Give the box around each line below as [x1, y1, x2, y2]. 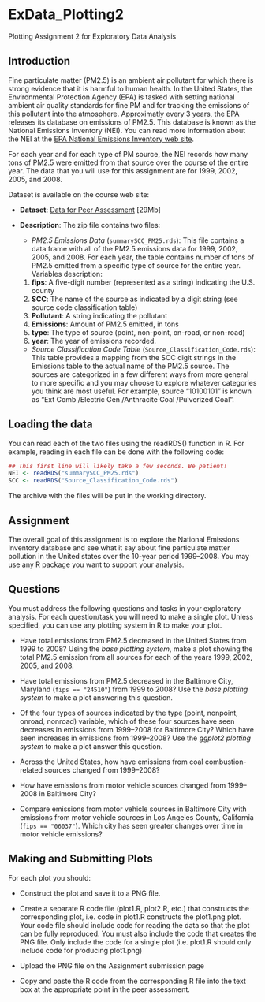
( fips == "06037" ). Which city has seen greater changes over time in [19, 821, 243, 830]
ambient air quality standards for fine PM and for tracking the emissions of [8, 100, 250, 110]
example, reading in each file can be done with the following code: [8, 447, 225, 456]
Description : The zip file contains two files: [19, 220, 161, 229]
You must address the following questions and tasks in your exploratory [8, 603, 241, 613]
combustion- [204, 757, 247, 766]
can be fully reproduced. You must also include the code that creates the [19, 929, 257, 938]
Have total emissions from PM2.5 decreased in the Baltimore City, [19, 676, 233, 685]
